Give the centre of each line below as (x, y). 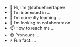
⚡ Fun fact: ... (23, 40)
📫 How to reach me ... (32, 28)
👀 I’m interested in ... (30, 12)
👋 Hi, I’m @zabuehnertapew (37, 7)
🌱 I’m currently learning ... (35, 18)
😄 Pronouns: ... (25, 35)
